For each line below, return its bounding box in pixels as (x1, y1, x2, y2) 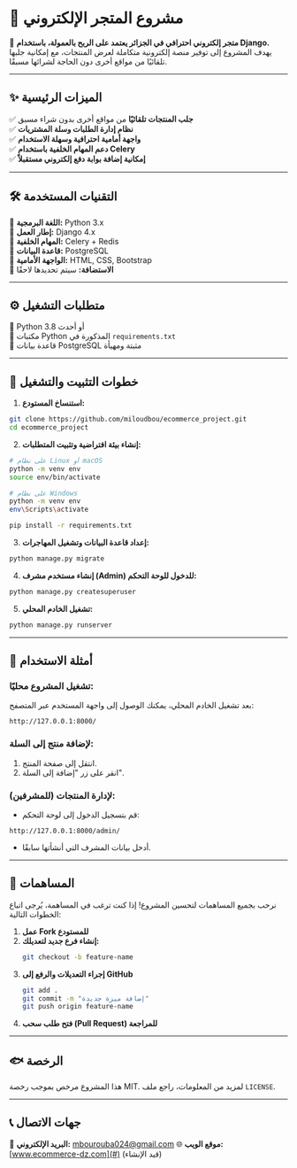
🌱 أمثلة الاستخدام (9, 654, 93, 669)
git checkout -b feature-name (21, 952, 134, 962)
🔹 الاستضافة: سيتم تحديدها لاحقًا (9, 264, 114, 275)
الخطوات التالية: (9, 909, 62, 919)
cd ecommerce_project (9, 423, 89, 432)
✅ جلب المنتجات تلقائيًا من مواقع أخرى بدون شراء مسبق (9, 113, 194, 124)
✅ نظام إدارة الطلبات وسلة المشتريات (9, 123, 134, 134)
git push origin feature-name (21, 1002, 134, 1011)
